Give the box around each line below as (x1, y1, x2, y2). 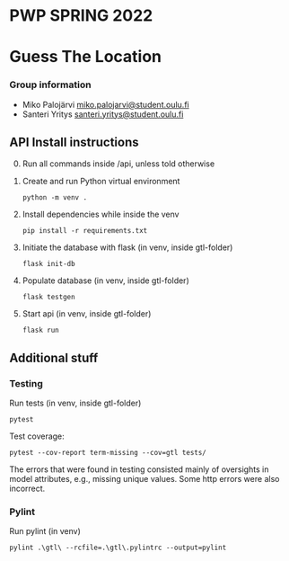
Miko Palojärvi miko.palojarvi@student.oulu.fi (22, 99, 190, 110)
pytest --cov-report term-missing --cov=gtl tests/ (9, 449, 206, 458)
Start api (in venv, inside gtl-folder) (22, 308, 152, 319)
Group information (9, 78, 92, 91)
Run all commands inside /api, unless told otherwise (22, 158, 215, 169)
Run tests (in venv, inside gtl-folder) (9, 397, 142, 409)
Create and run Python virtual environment (22, 176, 180, 187)
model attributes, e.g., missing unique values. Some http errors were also (9, 474, 280, 485)
